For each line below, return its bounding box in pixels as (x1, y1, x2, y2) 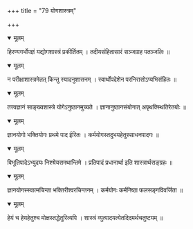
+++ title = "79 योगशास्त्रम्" (7, 7, 77, 15)
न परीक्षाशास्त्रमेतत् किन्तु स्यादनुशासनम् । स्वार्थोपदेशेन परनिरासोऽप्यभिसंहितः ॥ (7, 75, 177, 83)
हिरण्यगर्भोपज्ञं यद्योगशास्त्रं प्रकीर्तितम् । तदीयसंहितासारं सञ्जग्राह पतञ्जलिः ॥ (7, 48, 170, 55)
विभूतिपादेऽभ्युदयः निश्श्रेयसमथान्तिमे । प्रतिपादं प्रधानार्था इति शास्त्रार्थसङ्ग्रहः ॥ (7, 158, 173, 166)
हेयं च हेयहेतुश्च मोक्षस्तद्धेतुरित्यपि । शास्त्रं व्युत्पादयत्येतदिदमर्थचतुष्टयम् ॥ (7, 214, 163, 221)
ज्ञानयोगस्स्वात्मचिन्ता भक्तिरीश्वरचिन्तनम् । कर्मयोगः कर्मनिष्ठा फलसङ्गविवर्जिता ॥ (7, 186, 183, 194)
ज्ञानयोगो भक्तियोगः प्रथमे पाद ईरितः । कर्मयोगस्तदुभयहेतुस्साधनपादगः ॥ (7, 131, 159, 138)
